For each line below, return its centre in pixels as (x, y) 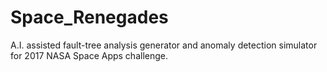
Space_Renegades (89, 17)
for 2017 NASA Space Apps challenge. (89, 55)
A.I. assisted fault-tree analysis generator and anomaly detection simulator (164, 45)
